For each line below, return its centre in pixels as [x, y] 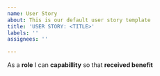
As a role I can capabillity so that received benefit [80, 65]
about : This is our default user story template [79, 20]
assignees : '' [28, 39]
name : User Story [32, 13]
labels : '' [23, 33]
